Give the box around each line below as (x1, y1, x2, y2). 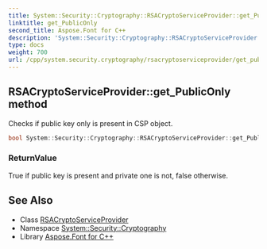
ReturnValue (8, 152, 57, 163)
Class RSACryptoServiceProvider (19, 215, 129, 224)
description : (8, 33, 52, 42)
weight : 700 (8, 48, 48, 56)
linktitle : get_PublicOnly (8, 19, 98, 27)
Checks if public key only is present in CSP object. (8, 118, 173, 128)
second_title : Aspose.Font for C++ (8, 26, 126, 34)
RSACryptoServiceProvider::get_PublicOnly (8, 85, 231, 99)
